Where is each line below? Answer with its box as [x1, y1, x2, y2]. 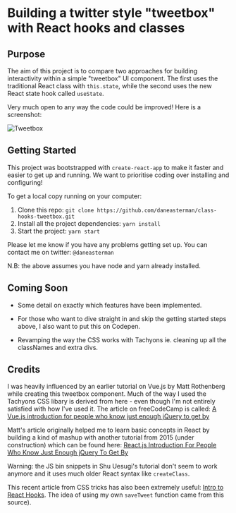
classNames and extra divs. [17, 343, 99, 351]
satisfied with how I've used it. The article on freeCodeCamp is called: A [7, 404, 217, 414]
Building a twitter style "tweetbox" [7, 5, 216, 21]
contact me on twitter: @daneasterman [7, 248, 114, 256]
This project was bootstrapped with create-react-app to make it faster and [7, 163, 224, 171]
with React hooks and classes [7, 20, 185, 36]
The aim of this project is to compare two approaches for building [7, 67, 198, 75]
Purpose [7, 48, 46, 60]
